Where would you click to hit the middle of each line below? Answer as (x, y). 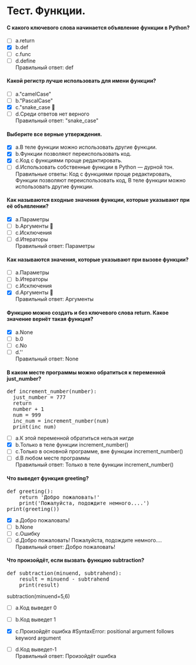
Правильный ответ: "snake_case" (57, 121)
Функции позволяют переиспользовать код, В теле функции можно (100, 180)
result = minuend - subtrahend (64, 579)
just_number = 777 (39, 397)
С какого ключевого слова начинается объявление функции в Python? (98, 27)
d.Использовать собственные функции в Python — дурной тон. (94, 167)
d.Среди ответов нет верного (52, 114)
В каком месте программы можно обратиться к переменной (86, 372)
